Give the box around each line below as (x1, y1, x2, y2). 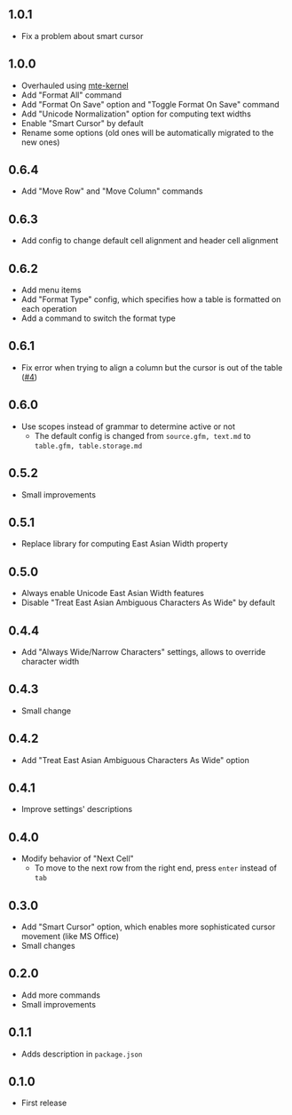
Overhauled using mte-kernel (20, 80, 130, 91)
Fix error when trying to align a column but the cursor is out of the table (20, 362, 283, 372)
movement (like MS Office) (20, 931, 120, 941)
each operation (20, 304, 77, 315)
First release (20, 1097, 67, 1109)
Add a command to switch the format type (20, 313, 177, 323)
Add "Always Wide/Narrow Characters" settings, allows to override (20, 646, 266, 657)
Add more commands (20, 990, 101, 1000)
